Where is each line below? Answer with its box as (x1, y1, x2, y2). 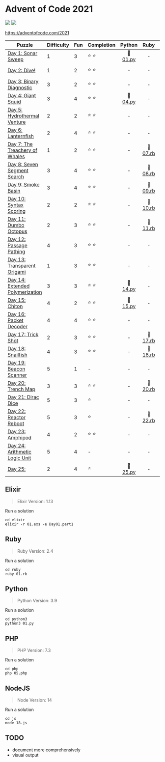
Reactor (7, 414, 26, 421)
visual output (12, 752, 39, 758)
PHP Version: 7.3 (17, 648, 51, 653)
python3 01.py (5, 621, 34, 626)
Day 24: (7, 442, 26, 449)
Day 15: (7, 296, 26, 303)
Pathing (7, 248, 26, 255)
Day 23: (7, 428, 26, 435)
